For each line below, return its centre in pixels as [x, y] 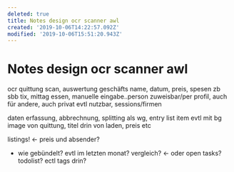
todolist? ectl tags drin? [52, 161]
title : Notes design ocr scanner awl [63, 21]
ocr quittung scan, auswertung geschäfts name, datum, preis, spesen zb [114, 89]
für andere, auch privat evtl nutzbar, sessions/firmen [85, 104]
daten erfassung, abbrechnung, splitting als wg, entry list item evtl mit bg [115, 118]
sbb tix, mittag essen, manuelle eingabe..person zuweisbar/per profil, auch [117, 96]
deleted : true [29, 14]
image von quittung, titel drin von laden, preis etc [79, 126]
